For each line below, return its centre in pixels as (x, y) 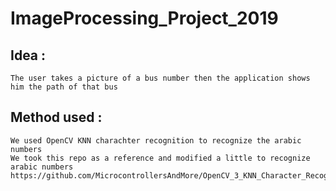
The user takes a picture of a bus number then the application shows (160, 78)
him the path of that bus (64, 87)
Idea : (28, 55)
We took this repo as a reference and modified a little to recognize (160, 158)
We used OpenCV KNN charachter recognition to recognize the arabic (156, 140)
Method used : (56, 117)
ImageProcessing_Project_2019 (144, 18)
